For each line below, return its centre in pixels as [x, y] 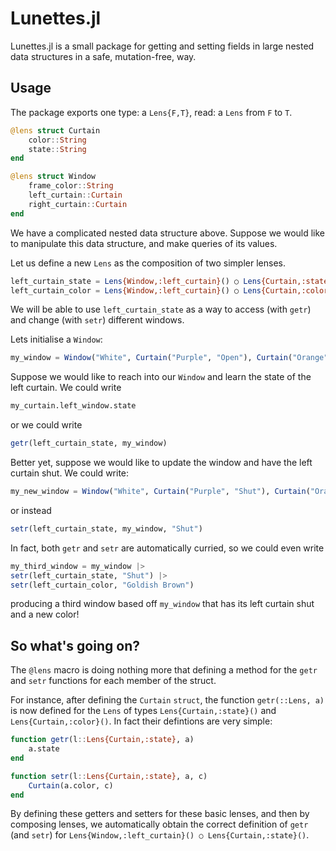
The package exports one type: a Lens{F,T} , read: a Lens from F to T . [151, 112]
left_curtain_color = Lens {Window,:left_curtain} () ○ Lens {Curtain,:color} [171, 290]
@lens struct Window [53, 177]
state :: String [57, 149]
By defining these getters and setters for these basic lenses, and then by [160, 814]
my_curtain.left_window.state [73, 406]
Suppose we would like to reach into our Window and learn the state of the [161, 377]
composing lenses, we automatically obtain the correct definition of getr [159, 824]
